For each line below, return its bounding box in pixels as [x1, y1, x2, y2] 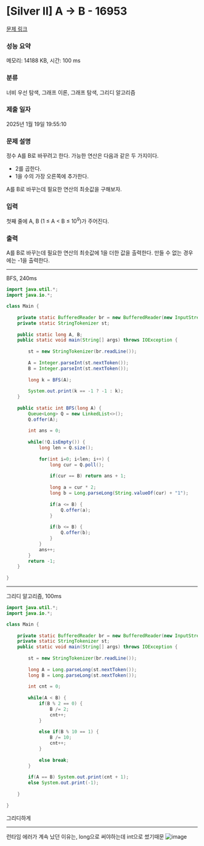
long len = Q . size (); [38, 445, 94, 451]
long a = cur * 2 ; [49, 484, 97, 491]
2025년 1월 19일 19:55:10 [6, 120, 67, 127]
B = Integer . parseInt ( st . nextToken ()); [28, 365, 129, 372]
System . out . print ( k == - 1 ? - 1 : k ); [28, 388, 124, 394]
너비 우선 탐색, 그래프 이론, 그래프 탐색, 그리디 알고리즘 [6, 88, 135, 96]
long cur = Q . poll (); [49, 462, 104, 468]
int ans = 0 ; [28, 428, 61, 434]
